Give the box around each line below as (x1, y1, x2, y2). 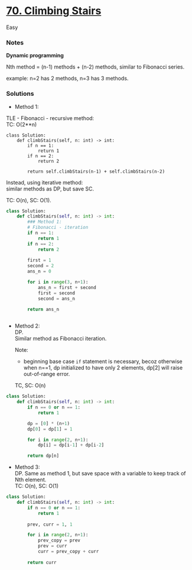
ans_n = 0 (27, 268, 51, 274)
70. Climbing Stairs (6, 4, 102, 18)
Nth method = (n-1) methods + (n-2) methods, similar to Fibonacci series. (6, 63, 185, 70)
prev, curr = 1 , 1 (27, 522, 73, 527)
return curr (27, 559, 57, 565)
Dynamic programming (6, 52, 64, 59)
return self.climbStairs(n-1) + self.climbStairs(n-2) (27, 169, 165, 174)
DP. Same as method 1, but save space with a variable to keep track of (14, 470, 186, 477)
